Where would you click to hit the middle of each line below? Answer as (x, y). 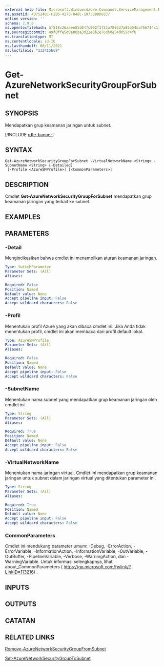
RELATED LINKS (30, 637)
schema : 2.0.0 (20, 23)
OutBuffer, (15, 557)
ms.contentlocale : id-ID (30, 42)
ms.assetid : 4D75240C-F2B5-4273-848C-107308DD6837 (58, 14)
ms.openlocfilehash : (26, 28)
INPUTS (17, 587)
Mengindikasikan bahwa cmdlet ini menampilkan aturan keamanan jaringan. (81, 258)
